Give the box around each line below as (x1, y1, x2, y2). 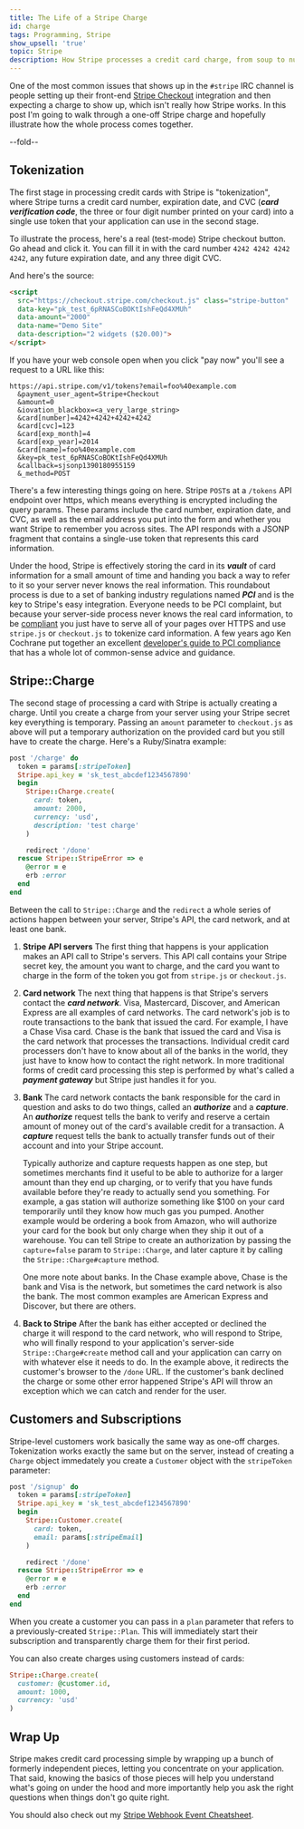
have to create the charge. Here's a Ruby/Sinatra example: (9, 735, 227, 746)
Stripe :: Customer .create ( (25, 1516, 124, 1525)
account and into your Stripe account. (22, 1140, 165, 1151)
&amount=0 (17, 397, 54, 406)
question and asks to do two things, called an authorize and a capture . (22, 1101, 290, 1112)
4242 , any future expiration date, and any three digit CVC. (9, 252, 222, 263)
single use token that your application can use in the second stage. (9, 215, 260, 227)
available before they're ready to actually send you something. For (22, 1186, 270, 1197)
